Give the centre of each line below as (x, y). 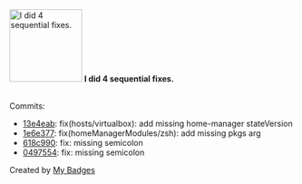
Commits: (27, 106)
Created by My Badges (52, 170)
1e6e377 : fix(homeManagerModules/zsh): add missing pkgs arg (141, 133)
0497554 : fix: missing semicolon (83, 152)
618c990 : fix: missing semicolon (83, 143)
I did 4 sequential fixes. (129, 79)
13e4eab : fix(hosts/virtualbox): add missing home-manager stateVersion (157, 123)
